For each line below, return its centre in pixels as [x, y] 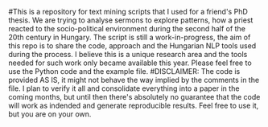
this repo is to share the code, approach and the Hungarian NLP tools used [132, 46]
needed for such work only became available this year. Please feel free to [130, 63]
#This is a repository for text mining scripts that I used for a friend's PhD [128, 12]
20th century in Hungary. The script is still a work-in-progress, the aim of [130, 37]
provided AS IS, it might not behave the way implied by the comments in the [134, 80]
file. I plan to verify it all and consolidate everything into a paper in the [124, 88]
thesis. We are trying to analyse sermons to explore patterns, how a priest [131, 20]
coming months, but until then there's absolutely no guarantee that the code [134, 97]
